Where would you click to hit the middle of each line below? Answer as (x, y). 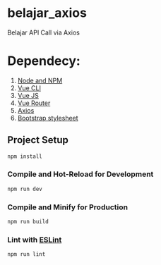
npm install (25, 156)
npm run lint (26, 254)
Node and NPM (40, 80)
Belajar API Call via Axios (43, 32)
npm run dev (25, 189)
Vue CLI (29, 88)
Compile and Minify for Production (68, 207)
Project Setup (38, 140)
